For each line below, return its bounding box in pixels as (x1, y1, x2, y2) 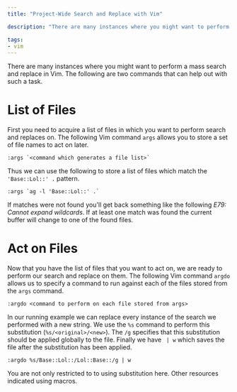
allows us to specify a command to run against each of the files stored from (7, 279, 228, 288)
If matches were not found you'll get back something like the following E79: (7, 200, 226, 209)
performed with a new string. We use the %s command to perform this (7, 320, 210, 329)
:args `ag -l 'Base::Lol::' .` (7, 188, 100, 195)
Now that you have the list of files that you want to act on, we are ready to (7, 264, 223, 273)
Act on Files (7, 241, 78, 256)
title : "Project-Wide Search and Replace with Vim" (7, 10, 163, 18)
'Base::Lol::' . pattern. (7, 175, 80, 183)
